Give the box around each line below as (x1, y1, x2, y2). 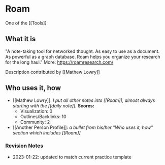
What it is (5, 35, 36, 43)
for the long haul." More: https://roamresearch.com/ (5, 59, 114, 65)
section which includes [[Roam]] (12, 129, 81, 135)
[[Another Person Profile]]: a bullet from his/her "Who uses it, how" (12, 124, 153, 130)
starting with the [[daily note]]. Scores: (12, 102, 95, 108)
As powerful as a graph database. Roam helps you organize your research (5, 53, 160, 60)
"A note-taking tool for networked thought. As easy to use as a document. (5, 48, 160, 54)
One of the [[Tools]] (5, 20, 47, 26)
